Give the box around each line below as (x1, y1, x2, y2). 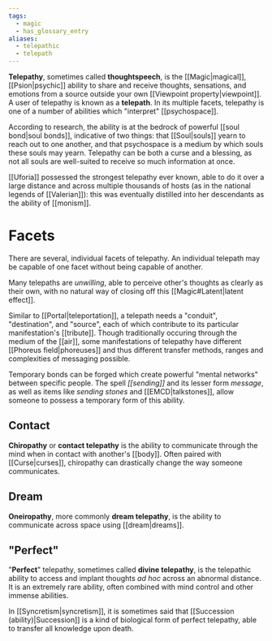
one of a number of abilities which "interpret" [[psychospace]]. (8, 106, 219, 116)
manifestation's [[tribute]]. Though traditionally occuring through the (8, 328, 238, 338)
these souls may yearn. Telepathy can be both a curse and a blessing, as (8, 148, 253, 157)
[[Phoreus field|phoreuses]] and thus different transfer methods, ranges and (8, 345, 264, 355)
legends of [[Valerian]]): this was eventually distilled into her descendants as (8, 190, 265, 199)
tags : (8, 11, 27, 20)
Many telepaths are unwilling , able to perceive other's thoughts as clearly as (8, 277, 264, 287)
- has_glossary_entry (15, 27, 89, 35)
